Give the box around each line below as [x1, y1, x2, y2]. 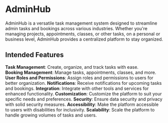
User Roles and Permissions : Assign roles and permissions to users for [5, 74, 153, 81]
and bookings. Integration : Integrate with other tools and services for [5, 85, 149, 91]
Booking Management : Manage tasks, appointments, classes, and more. [5, 69, 156, 75]
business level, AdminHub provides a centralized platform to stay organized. [5, 36, 163, 42]
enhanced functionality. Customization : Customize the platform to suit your [5, 90, 162, 96]
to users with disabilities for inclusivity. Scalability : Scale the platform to [5, 106, 155, 112]
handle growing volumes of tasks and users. [5, 112, 97, 118]
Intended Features [5, 51, 64, 59]
